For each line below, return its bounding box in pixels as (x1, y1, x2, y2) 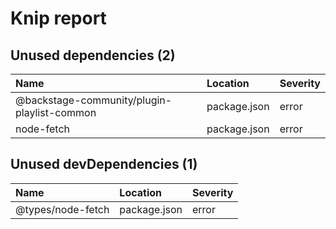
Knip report (10, 7, 107, 30)
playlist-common (15, 106, 97, 119)
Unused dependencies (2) (10, 47, 176, 64)
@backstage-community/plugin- (15, 93, 173, 107)
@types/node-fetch (15, 202, 110, 216)
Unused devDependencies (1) (10, 156, 198, 173)
